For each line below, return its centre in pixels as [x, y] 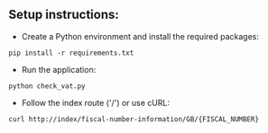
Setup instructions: [64, 15]
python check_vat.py [47, 86]
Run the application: [59, 69]
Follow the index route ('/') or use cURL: [96, 102]
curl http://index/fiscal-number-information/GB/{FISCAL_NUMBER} [134, 119]
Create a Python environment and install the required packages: [140, 36]
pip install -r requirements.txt [71, 53]
